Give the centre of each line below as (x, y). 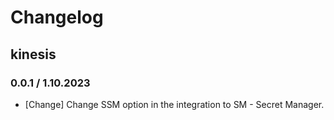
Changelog (57, 17)
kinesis (33, 54)
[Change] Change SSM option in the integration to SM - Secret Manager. (174, 104)
